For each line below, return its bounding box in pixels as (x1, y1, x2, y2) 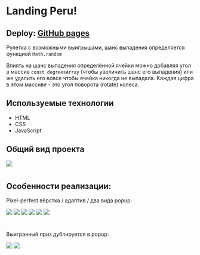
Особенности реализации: (6, 181, 112, 191)
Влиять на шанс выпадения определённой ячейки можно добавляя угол (6, 62, 192, 69)
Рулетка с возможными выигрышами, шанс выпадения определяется (6, 44, 185, 51)
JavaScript (14, 127, 42, 134)
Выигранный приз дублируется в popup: (6, 230, 109, 238)
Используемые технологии (6, 98, 114, 108)
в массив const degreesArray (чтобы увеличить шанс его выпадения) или (6, 68, 193, 75)
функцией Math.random (6, 50, 62, 57)
